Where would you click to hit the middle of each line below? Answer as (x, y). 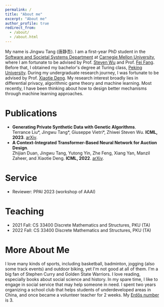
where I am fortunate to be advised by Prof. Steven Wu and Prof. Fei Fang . (80, 62)
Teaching (24, 211)
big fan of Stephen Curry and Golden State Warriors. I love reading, (73, 274)
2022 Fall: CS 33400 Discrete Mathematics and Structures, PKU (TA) (82, 230)
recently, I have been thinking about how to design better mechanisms (76, 88)
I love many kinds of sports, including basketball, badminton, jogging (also (80, 263)
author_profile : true (27, 23)
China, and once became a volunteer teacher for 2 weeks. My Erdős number (82, 295)
